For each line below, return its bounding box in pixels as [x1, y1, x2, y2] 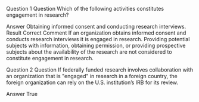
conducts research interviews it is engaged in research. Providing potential [6, 36, 190, 42]
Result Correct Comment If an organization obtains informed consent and [6, 29, 186, 36]
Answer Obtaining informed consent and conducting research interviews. [6, 23, 186, 30]
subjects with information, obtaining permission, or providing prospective [6, 42, 186, 49]
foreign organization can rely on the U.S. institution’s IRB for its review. [6, 79, 179, 86]
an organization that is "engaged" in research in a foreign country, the [6, 73, 178, 79]
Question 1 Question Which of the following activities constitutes [6, 5, 164, 12]
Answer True [6, 91, 38, 97]
